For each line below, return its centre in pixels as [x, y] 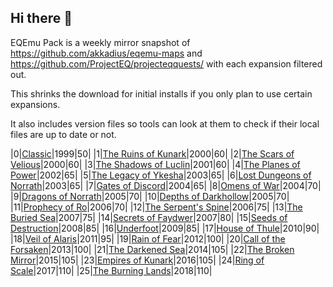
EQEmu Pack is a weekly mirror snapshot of [100, 42]
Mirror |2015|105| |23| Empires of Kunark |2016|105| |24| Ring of [137, 260]
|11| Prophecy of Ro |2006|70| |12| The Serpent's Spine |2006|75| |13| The [156, 207]
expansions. [35, 104]
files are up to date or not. [63, 134]
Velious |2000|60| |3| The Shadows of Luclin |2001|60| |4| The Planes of [155, 164]
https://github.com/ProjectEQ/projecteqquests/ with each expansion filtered [166, 63]
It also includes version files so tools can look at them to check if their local [165, 123]
